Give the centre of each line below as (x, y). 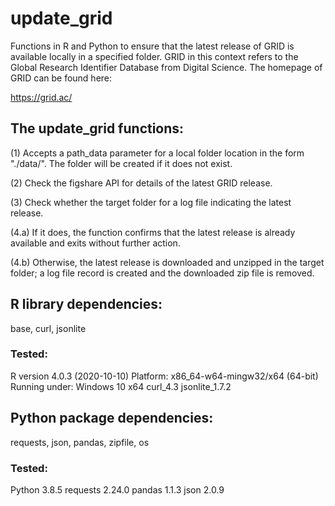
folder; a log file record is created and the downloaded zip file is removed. (162, 273)
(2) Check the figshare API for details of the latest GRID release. (141, 183)
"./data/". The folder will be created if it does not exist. (121, 163)
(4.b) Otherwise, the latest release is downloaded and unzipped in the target (167, 262)
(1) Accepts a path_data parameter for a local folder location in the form (157, 153)
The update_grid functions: (97, 128)
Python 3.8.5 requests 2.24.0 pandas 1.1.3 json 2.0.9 (117, 489)
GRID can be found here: (61, 78)
